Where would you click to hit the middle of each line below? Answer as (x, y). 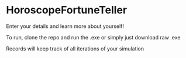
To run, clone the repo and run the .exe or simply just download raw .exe (93, 37)
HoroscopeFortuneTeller (67, 10)
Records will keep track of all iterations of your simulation (75, 48)
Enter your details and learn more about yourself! (65, 26)
